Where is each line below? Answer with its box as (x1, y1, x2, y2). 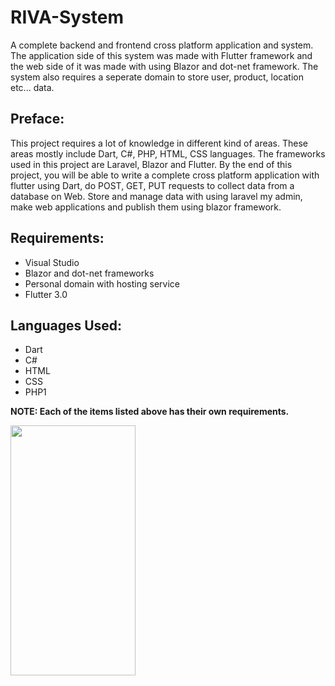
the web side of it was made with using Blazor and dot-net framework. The (10, 60, 319, 72)
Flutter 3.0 (24, 288, 68, 300)
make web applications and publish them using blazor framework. (10, 201, 282, 213)
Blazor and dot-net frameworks (24, 267, 155, 279)
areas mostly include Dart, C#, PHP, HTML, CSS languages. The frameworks (10, 147, 326, 160)
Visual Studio (24, 256, 80, 268)
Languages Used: (10, 317, 123, 334)
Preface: (10, 111, 65, 128)
